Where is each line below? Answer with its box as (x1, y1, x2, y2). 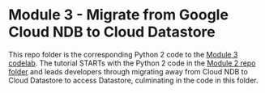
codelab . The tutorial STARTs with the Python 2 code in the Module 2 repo (8, 58, 256, 68)
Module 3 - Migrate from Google (8, 6, 229, 24)
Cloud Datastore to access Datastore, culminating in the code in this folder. (8, 75, 259, 85)
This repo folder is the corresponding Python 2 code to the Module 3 (8, 49, 238, 59)
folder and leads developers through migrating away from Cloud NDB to (8, 66, 249, 76)
